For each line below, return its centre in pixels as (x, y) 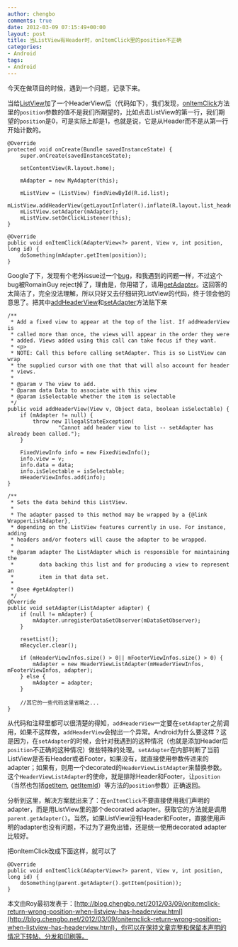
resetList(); (39, 639)
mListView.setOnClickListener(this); (76, 218)
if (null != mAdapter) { (57, 614)
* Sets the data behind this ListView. (69, 502)
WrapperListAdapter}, (39, 521)
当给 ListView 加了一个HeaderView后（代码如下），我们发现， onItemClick (112, 103)
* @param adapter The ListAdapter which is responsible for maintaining (120, 552)
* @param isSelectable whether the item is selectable (93, 396)
